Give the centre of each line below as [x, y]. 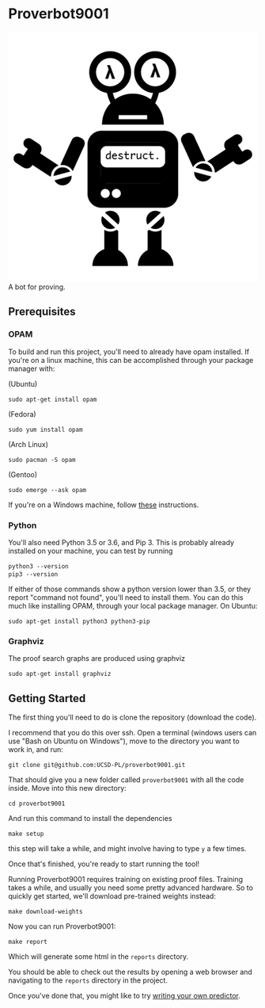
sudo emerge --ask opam [47, 490]
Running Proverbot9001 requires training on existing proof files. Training [126, 880]
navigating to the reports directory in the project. [88, 980]
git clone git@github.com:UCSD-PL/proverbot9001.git [97, 766]
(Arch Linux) [28, 444]
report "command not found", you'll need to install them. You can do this [126, 597]
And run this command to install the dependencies [90, 819]
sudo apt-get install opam [53, 399]
